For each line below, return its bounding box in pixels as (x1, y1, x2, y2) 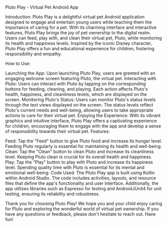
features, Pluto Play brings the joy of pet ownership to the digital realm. (5, 30, 151, 35)
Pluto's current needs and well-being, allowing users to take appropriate (5, 107, 154, 113)
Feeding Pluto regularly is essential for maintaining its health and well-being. (5, 143, 162, 149)
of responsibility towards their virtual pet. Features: (5, 128, 110, 134)
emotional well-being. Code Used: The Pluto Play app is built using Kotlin (5, 170, 155, 176)
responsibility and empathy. (5, 51, 62, 57)
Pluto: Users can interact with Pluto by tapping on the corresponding (5, 81, 146, 87)
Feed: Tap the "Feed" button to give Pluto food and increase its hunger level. (5, 138, 163, 144)
